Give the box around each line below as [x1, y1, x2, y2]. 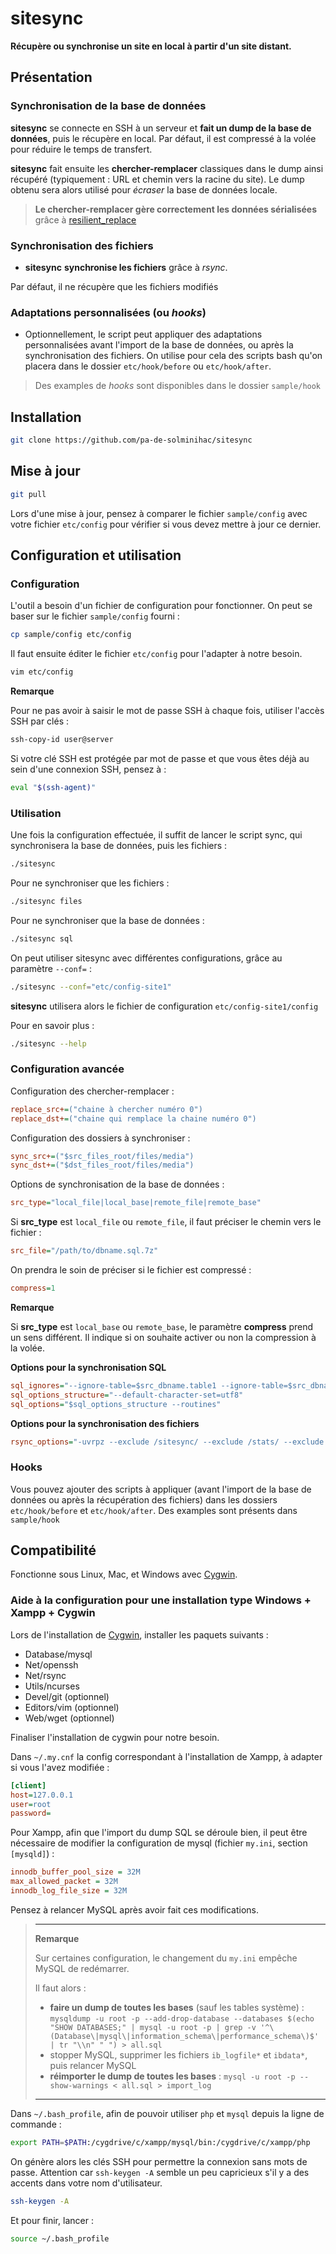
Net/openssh [24, 1658, 79, 1671]
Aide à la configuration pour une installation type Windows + [10, 1593, 312, 1607]
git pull [10, 489, 47, 499]
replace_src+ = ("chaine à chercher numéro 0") [10, 1104, 203, 1114]
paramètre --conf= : [10, 962, 92, 974]
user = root [10, 1799, 52, 1809]
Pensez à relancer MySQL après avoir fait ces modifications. [10, 1903, 260, 1916]
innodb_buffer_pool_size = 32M [10, 1867, 141, 1877]
